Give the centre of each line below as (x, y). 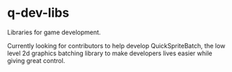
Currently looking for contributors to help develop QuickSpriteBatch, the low (116, 45)
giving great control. (36, 60)
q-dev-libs (38, 13)
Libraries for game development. (54, 32)
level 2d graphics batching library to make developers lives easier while (110, 53)
